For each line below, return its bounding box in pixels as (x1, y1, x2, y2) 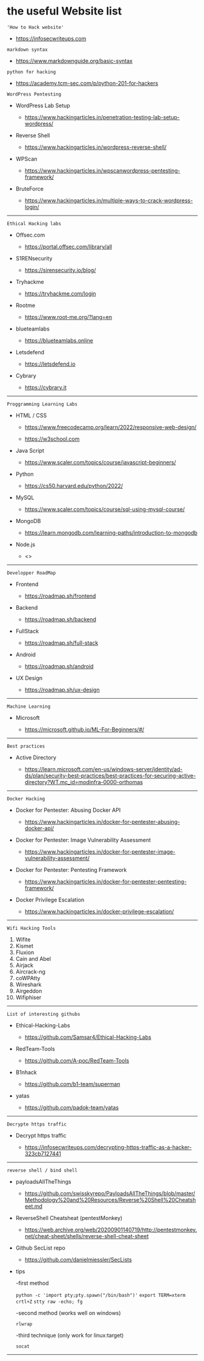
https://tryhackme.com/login (24, 289, 96, 297)
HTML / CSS (15, 412, 47, 419)
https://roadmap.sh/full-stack (24, 639, 99, 646)
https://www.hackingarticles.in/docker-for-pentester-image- (24, 848, 176, 855)
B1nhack (15, 1069, 37, 1076)
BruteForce (15, 185, 44, 192)
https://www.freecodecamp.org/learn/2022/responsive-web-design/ (24, 423, 197, 430)
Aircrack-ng (15, 967, 46, 975)
